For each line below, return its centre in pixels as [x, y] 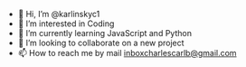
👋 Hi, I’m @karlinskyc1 [59, 14]
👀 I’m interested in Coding [66, 24]
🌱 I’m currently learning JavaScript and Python [105, 33]
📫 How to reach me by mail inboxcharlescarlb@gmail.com [127, 53]
